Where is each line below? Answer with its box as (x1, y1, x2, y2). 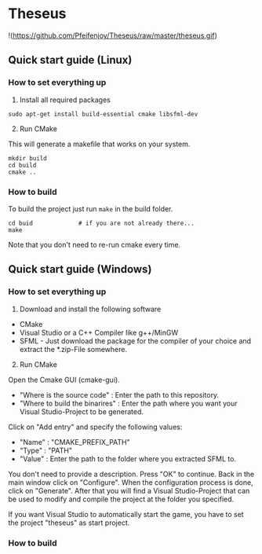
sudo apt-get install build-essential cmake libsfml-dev (8, 110, 198, 118)
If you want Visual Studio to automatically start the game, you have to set (8, 509, 245, 519)
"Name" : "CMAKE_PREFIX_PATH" (19, 437, 131, 446)
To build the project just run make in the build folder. (8, 204, 173, 213)
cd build (8, 161, 37, 169)
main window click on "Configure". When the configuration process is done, (8, 477, 253, 487)
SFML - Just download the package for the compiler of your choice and (19, 336, 252, 346)
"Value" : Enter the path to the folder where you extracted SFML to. (19, 453, 237, 464)
